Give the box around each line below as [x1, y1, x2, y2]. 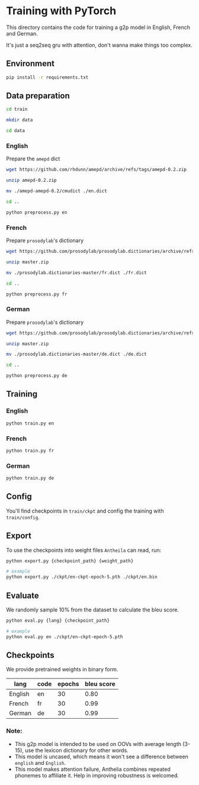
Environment [6, 59, 55, 69]
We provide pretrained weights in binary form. [6, 666, 118, 673]
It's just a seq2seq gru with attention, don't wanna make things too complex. [6, 41, 192, 49]
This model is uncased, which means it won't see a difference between [14, 753, 188, 760]
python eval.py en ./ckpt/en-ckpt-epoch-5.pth [6, 633, 123, 640]
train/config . [6, 513, 40, 520]
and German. [6, 30, 38, 37]
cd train [6, 107, 28, 112]
